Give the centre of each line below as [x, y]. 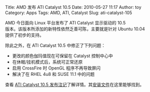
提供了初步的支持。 [25, 35]
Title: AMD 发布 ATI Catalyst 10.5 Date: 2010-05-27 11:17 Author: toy [73, 7]
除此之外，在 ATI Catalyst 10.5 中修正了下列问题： [55, 45]
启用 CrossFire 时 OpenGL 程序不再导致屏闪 [56, 68]
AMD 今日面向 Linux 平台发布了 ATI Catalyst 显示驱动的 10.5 [65, 23]
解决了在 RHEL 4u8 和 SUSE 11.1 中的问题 [53, 74]
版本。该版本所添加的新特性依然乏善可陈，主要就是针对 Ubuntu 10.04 [75, 29]
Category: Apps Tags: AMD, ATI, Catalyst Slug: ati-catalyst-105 [69, 13]
